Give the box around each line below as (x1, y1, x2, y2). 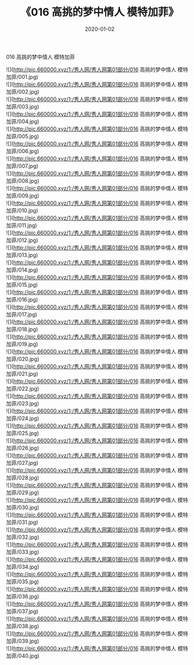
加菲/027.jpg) (6, 459, 39, 466)
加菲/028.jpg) (6, 474, 40, 481)
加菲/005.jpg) (6, 132, 40, 140)
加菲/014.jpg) (6, 266, 39, 273)
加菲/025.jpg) (6, 429, 40, 436)
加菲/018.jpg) (6, 325, 39, 332)
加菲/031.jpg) (6, 518, 39, 525)
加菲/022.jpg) (6, 385, 40, 392)
